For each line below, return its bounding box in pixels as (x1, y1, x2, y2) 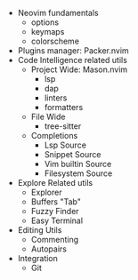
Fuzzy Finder (30, 206, 79, 216)
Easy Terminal (30, 215, 83, 226)
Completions (30, 131, 78, 140)
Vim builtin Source (44, 159, 112, 169)
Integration (17, 253, 58, 263)
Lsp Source (44, 140, 87, 150)
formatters (44, 102, 84, 112)
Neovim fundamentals (17, 8, 100, 18)
